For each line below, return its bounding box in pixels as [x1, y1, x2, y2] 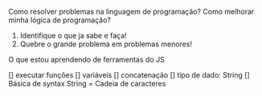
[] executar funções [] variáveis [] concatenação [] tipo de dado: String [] [8, 70, 251, 79]
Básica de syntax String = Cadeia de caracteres [8, 79, 166, 88]
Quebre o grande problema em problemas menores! [19, 39, 193, 49]
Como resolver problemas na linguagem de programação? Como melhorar [8, 7, 255, 16]
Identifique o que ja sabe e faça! [19, 31, 127, 40]
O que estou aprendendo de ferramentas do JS [8, 55, 165, 64]
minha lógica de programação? [8, 15, 111, 25]
